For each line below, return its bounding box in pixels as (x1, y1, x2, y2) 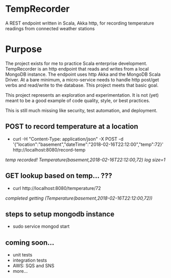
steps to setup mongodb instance (5, 209, 115, 218)
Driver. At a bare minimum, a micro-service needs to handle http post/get (5, 76, 159, 82)
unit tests (12, 252, 33, 258)
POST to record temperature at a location (5, 122, 139, 131)
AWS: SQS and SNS (12, 263, 55, 269)
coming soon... (5, 238, 55, 247)
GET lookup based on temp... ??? (5, 172, 112, 180)
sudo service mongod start (12, 223, 70, 229)
